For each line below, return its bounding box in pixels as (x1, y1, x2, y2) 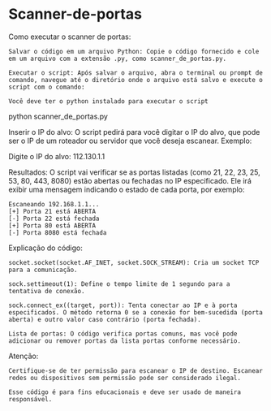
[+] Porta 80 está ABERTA (8, 221, 96, 230)
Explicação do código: (8, 243, 84, 253)
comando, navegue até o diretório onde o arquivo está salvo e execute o (8, 76, 264, 84)
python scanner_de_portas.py (8, 111, 108, 121)
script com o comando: (8, 83, 85, 91)
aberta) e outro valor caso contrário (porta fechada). (8, 315, 201, 323)
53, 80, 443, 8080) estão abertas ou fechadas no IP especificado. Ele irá (8, 175, 252, 185)
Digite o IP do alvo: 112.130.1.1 (8, 151, 105, 161)
